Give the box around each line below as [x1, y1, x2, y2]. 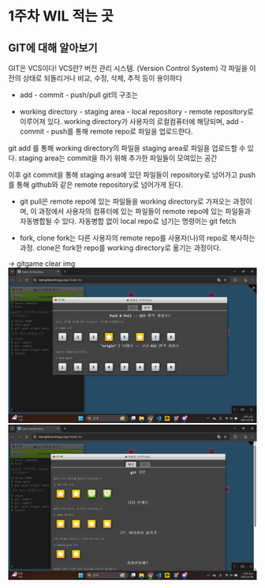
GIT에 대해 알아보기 [8, 41, 98, 54]
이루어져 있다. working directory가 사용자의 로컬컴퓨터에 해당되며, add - [19, 117, 244, 126]
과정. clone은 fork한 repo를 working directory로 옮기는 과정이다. [19, 243, 222, 253]
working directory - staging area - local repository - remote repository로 [19, 107, 254, 116]
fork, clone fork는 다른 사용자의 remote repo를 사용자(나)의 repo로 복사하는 [19, 234, 256, 242]
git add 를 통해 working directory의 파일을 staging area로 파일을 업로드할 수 [8, 144, 246, 152]
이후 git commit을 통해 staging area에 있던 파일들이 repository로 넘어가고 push [8, 170, 256, 179]
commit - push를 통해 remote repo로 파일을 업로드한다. [19, 127, 193, 136]
